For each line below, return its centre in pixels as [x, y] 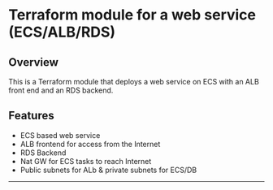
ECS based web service [60, 135]
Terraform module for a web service [132, 15]
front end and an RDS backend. [61, 90]
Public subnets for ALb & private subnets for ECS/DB [108, 170]
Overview [34, 62]
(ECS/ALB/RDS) [62, 32]
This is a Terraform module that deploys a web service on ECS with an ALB [134, 82]
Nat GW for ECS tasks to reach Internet [86, 161]
